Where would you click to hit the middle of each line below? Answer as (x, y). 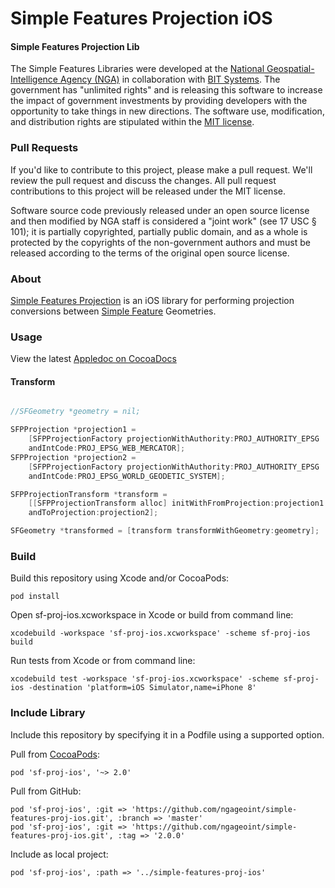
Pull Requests (44, 148)
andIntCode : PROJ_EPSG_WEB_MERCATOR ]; (107, 448)
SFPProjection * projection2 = (73, 457)
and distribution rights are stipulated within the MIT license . (132, 122)
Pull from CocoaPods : (55, 754)
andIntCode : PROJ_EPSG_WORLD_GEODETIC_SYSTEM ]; (127, 476)
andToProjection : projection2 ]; (93, 513)
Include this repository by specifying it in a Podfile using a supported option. (167, 734)
